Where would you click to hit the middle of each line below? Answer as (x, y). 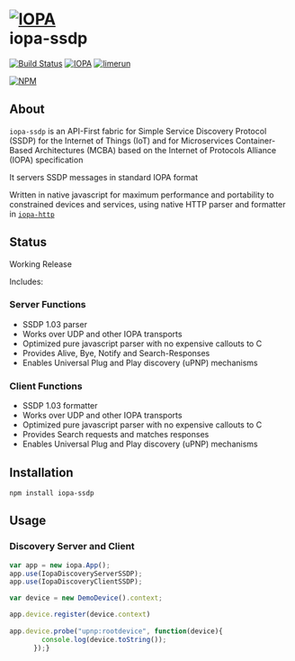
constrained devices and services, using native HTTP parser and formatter (147, 204)
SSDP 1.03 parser (55, 324)
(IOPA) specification (46, 160)
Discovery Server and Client (72, 546)
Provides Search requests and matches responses (116, 435)
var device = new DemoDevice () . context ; (86, 598)
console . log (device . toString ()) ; (104, 639)
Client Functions (46, 386)
